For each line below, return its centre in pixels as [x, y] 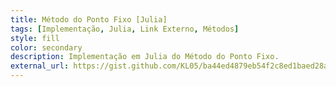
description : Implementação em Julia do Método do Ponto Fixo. [145, 57]
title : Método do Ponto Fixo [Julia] [89, 19]
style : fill [35, 38]
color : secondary [46, 47]
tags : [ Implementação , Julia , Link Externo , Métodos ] [125, 29]
